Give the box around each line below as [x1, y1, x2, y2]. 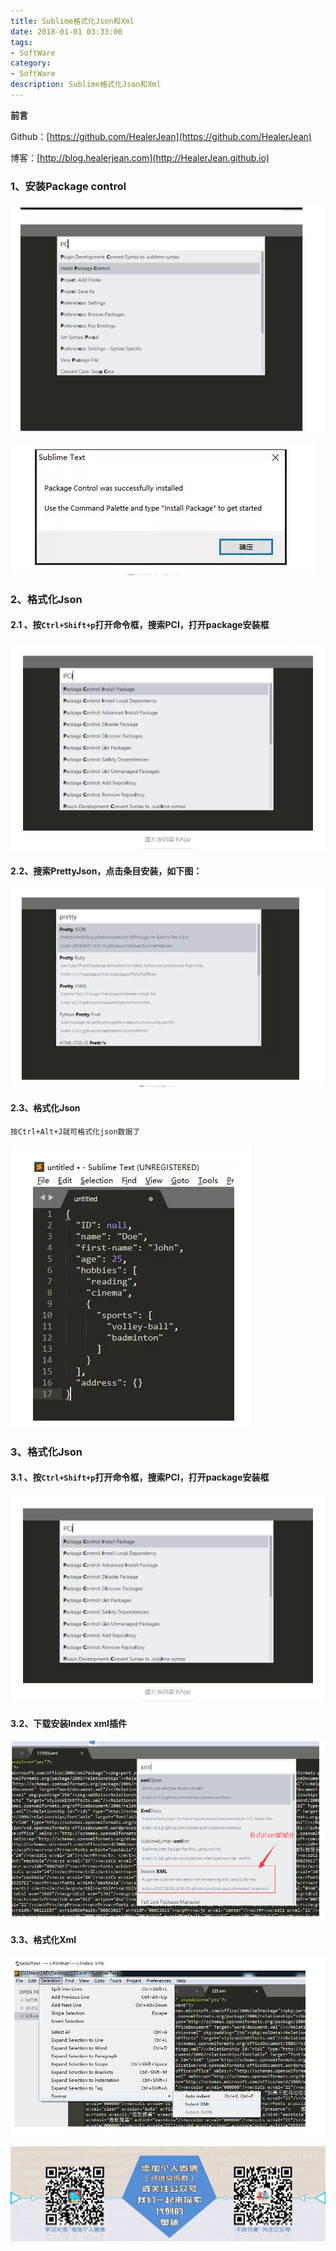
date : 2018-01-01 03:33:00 [10, 26, 123, 37]
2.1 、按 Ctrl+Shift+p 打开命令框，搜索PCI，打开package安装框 [10, 619, 270, 631]
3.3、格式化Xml [10, 1934, 77, 1946]
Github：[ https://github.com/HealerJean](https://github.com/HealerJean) [10, 130, 312, 142]
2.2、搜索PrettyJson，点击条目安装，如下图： [10, 865, 203, 877]
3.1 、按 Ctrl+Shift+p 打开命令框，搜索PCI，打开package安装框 [10, 1471, 270, 1484]
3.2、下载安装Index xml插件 [10, 1717, 127, 1729]
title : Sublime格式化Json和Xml [10, 16, 135, 26]
